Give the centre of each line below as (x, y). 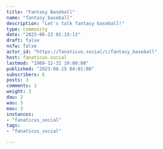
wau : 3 (15, 103)
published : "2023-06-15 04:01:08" (51, 69)
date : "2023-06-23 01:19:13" (44, 35)
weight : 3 (19, 92)
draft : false (23, 40)
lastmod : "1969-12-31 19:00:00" (47, 63)
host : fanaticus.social (37, 57)
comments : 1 (21, 86)
